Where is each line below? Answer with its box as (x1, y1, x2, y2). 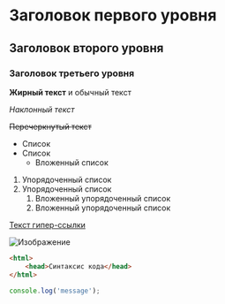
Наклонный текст (9, 103, 75, 115)
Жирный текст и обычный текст (9, 87, 132, 97)
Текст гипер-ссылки (9, 219, 86, 230)
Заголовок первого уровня (9, 5, 217, 26)
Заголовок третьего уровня (9, 67, 135, 80)
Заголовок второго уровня (9, 41, 164, 56)
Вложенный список (34, 156, 109, 168)
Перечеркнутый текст (9, 121, 93, 132)
